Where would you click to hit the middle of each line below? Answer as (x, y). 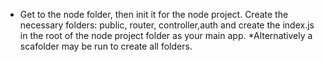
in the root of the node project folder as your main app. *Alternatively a (166, 35)
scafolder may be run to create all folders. (106, 46)
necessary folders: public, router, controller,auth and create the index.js (167, 25)
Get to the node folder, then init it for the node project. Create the (154, 14)
